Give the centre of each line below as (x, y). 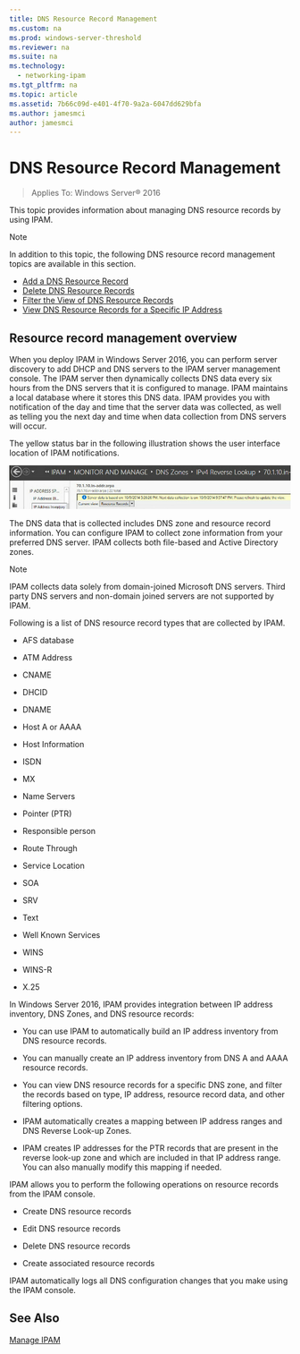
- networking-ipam (52, 76)
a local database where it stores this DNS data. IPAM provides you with (140, 397)
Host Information (53, 745)
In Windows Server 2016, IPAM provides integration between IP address (142, 1005)
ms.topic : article (43, 94)
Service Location (53, 866)
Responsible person (59, 831)
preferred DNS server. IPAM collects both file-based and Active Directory (144, 542)
